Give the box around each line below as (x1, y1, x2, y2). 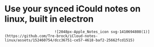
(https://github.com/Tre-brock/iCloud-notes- (4, 34, 98, 38)
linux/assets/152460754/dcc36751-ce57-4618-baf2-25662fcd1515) (4, 37, 135, 43)
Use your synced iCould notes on (4, 3, 141, 14)
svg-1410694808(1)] (110, 29, 150, 34)
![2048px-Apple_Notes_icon (54, 29, 109, 34)
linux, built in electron (4, 13, 94, 24)
